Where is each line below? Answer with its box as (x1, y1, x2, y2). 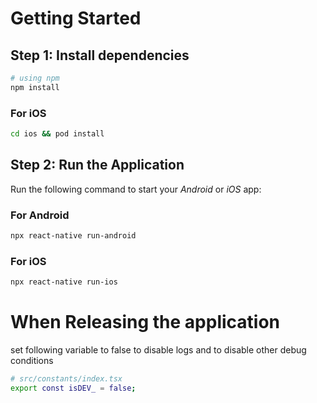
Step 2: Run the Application (10, 157, 185, 174)
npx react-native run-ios (10, 277, 118, 287)
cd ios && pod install (10, 129, 105, 139)
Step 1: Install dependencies (10, 47, 190, 64)
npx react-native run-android (10, 231, 137, 241)
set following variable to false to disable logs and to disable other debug (10, 344, 307, 356)
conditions (10, 355, 54, 367)
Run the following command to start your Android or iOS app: (10, 183, 262, 195)
